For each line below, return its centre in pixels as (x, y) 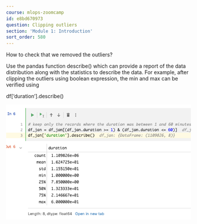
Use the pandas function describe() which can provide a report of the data (96, 66)
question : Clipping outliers (42, 25)
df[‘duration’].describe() (35, 96)
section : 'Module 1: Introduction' (50, 31)
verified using (23, 85)
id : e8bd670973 (25, 19)
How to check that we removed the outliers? (60, 55)
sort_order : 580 (26, 37)
